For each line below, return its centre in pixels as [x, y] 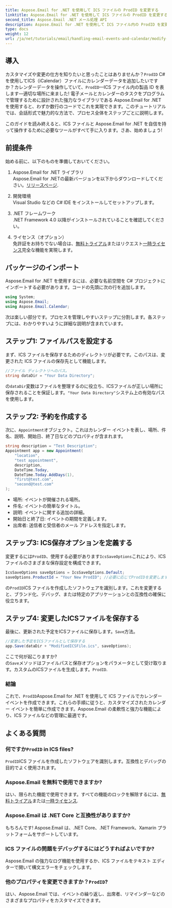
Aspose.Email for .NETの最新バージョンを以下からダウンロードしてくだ [88, 178]
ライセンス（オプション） [40, 237]
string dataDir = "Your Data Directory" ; [50, 376]
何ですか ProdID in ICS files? [39, 749]
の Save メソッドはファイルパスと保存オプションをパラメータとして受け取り [84, 663]
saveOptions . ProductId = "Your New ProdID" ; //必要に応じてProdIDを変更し [83, 577]
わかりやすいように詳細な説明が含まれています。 [74, 323]
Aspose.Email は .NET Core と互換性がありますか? [68, 816]
